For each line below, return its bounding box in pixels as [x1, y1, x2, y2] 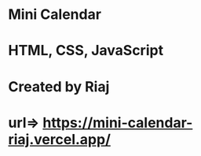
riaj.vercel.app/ [8, 130, 111, 148]
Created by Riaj [8, 77, 110, 95]
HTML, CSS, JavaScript [8, 42, 163, 60]
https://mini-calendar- [42, 113, 193, 132]
